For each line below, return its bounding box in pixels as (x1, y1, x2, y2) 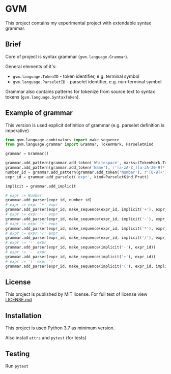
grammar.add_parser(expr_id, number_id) (5, 198, 93, 203)
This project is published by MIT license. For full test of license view (5, 291, 148, 297)
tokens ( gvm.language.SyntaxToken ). (5, 93, 80, 100)
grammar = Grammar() (5, 151, 49, 157)
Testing (5, 349, 30, 358)
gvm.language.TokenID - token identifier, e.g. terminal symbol (12, 73, 140, 79)
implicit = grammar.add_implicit (5, 183, 76, 189)
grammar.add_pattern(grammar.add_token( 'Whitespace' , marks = (5, 161, 138, 166)
